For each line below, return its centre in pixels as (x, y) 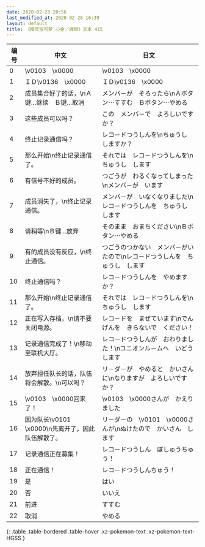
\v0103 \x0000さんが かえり (148, 399)
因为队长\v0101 (48, 420)
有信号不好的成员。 (52, 181)
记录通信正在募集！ (52, 454)
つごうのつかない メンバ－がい (148, 247)
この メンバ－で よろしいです (148, 114)
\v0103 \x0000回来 (55, 399)
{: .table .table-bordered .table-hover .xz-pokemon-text (76, 532)
